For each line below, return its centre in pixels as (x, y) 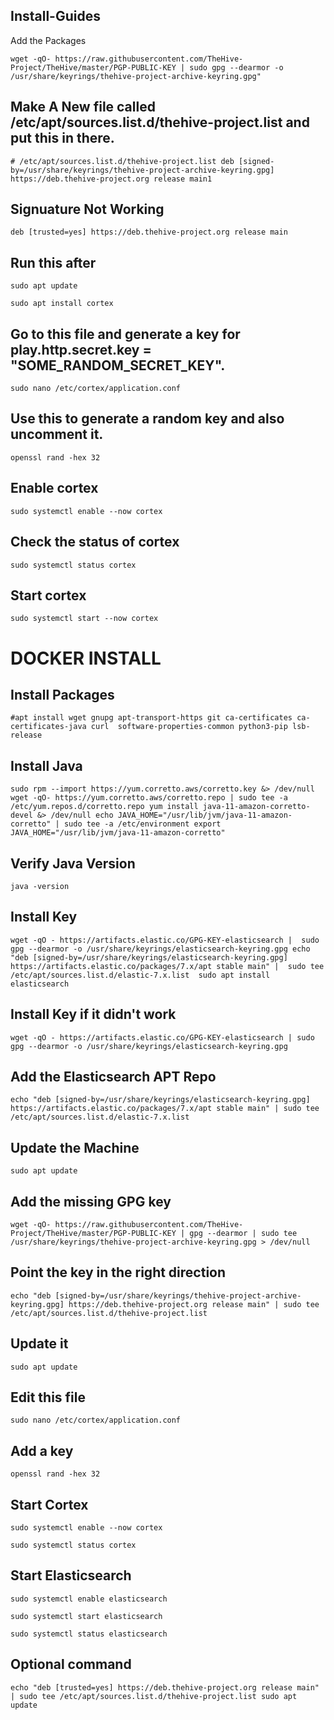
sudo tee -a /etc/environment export (142, 824)
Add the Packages (48, 40)
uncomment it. (57, 434)
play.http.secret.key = (81, 349)
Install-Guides (55, 16)
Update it (39, 1344)
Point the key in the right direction (118, 1272)
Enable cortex (54, 488)
